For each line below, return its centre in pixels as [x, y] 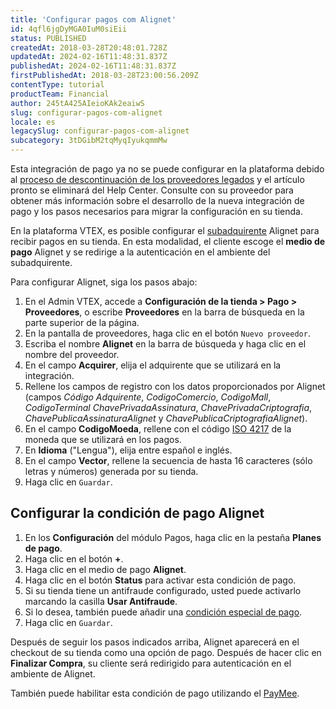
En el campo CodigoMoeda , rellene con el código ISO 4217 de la [158, 429]
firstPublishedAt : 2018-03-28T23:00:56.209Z [104, 76]
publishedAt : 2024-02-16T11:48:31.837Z [93, 66]
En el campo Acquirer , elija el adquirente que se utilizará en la [153, 365]
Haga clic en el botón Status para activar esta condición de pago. [160, 580]
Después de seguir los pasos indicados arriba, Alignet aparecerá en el [155, 642]
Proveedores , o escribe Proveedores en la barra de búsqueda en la [164, 312]
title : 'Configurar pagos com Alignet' [93, 19]
